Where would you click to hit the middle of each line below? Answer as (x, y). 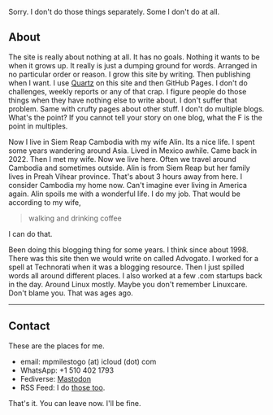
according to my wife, (45, 202)
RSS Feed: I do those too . (63, 387)
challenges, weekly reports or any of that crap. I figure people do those (128, 91)
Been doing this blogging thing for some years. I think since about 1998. (129, 249)
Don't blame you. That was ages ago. (71, 293)
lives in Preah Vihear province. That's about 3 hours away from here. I (125, 176)
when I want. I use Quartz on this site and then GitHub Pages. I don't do (128, 83)
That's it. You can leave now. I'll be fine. (75, 403)
